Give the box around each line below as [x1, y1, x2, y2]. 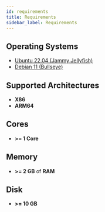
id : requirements [6, 8, 49, 15]
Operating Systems [6, 41, 79, 51]
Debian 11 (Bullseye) [14, 63, 63, 71]
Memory [6, 152, 38, 162]
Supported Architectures [6, 80, 100, 90]
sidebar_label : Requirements [6, 19, 77, 25]
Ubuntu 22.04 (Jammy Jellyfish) [14, 57, 93, 64]
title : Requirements [6, 14, 57, 20]
